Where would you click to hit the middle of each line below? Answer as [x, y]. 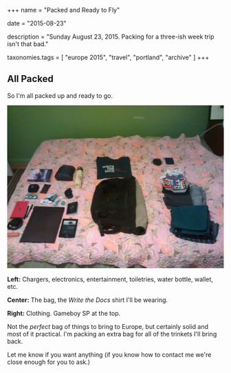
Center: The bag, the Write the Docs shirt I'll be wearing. [88, 300]
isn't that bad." [28, 44]
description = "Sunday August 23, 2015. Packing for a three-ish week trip [111, 37]
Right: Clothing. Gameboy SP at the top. [64, 313]
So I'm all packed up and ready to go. [60, 95]
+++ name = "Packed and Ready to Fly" [64, 10]
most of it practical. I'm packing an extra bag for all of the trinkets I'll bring [112, 334]
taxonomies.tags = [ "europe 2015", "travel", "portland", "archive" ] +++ [108, 57]
